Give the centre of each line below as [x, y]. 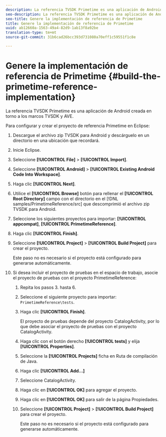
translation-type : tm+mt [31, 33]
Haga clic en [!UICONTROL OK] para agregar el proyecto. [79, 390]
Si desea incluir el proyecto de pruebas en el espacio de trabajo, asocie [85, 272]
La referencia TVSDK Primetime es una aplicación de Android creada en [79, 111]
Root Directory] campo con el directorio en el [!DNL [66, 199]
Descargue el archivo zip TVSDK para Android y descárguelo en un [81, 135]
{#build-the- [134, 76]
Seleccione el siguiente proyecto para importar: [68, 297]
